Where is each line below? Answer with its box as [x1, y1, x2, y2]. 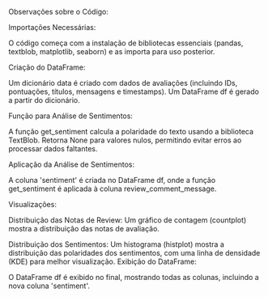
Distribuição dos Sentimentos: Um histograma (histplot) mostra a [8, 240, 224, 249]
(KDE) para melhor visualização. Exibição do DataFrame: [8, 257, 197, 266]
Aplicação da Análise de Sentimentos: [8, 159, 135, 169]
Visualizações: [8, 200, 57, 209]
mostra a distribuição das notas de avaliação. [8, 224, 160, 233]
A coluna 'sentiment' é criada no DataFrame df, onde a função [8, 176, 216, 185]
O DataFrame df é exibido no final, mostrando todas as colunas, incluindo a [8, 273, 259, 282]
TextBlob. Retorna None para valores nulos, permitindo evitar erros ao [8, 135, 242, 145]
